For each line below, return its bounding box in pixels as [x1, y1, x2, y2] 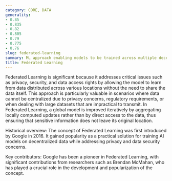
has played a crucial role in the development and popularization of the [5, 165, 153, 171]
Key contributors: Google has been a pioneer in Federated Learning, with [5, 154, 159, 160]
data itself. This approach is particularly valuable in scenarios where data [5, 90, 160, 96]
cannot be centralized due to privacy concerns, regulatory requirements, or [5, 96, 164, 102]
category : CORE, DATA [5, 7, 52, 13]
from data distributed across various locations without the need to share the [5, 85, 166, 91]
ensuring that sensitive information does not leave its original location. [5, 117, 154, 124]
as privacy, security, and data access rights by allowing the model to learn [5, 79, 162, 86]
